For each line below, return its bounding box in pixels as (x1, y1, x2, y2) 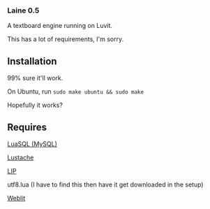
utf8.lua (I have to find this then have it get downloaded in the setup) (7, 180, 204, 189)
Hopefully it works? (7, 101, 63, 110)
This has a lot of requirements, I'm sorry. (7, 35, 124, 43)
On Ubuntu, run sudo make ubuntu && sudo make (7, 87, 144, 96)
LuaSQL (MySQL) (7, 139, 57, 148)
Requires (7, 121, 47, 133)
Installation (7, 55, 57, 67)
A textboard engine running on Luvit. (7, 22, 113, 30)
